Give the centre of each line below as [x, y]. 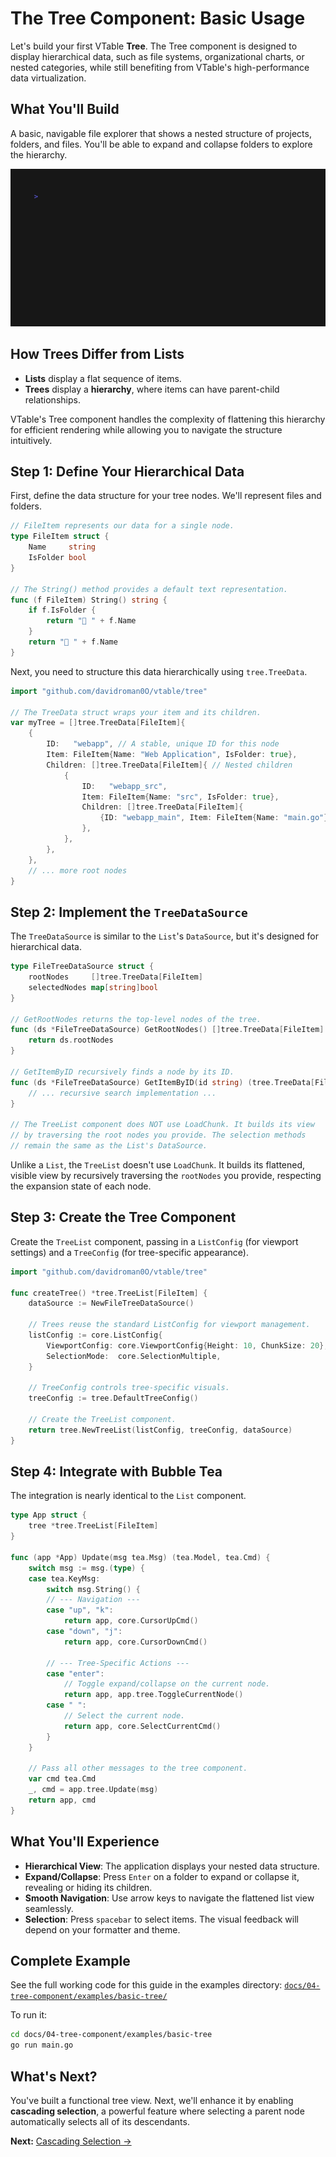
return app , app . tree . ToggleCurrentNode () [153, 1695]
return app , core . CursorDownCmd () [135, 1642]
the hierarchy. [39, 154]
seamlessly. [49, 1908]
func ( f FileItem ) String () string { [89, 600]
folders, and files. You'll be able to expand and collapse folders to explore [161, 144]
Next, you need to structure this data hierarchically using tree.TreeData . [159, 671]
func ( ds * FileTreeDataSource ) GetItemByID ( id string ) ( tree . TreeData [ [162, 1082]
